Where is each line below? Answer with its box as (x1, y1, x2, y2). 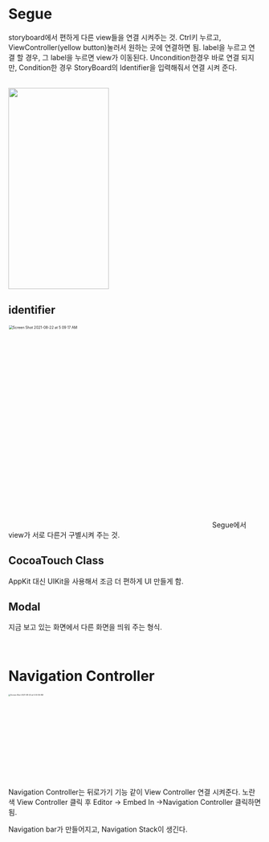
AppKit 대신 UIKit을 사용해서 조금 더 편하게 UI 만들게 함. (8, 576, 184, 586)
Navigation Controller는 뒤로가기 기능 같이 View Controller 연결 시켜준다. (8, 786, 241, 797)
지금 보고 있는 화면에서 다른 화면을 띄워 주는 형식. (8, 622, 163, 632)
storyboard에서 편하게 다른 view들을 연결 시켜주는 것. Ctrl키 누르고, (8, 32, 222, 42)
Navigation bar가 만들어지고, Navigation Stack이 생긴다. (8, 824, 188, 834)
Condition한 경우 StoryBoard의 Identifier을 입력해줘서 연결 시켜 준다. (18, 62, 238, 72)
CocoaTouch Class (8, 554, 104, 568)
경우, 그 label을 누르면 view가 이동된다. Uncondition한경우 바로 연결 (25, 52, 239, 62)
